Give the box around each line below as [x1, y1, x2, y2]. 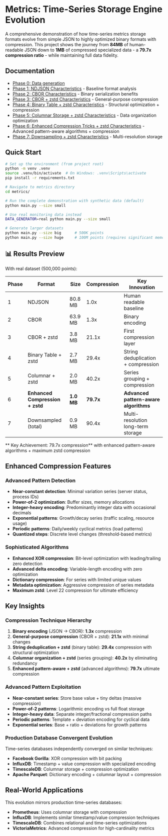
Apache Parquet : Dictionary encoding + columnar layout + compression [12, 772, 161, 778]
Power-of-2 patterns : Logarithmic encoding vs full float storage [12, 705, 145, 712]
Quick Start [5, 148, 41, 157]
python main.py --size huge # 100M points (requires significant [5, 235, 153, 240]
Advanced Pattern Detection [5, 477, 76, 484]
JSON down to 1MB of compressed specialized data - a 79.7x [24, 47, 151, 53]
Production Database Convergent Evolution [5, 734, 113, 741]
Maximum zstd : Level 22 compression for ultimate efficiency [12, 587, 138, 593]
